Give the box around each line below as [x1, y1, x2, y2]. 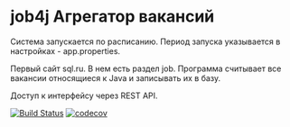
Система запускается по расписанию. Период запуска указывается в [10, 36, 281, 47]
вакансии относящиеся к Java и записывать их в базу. [10, 72, 221, 83]
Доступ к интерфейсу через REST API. [10, 90, 158, 101]
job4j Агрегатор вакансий [10, 6, 215, 27]
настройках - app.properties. [10, 45, 121, 56]
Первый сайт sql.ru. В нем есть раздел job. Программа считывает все [10, 63, 282, 74]
